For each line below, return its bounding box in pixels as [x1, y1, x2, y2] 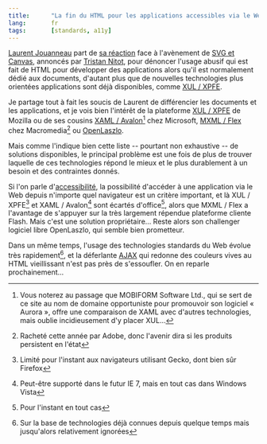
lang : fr [8, 19, 59, 27]
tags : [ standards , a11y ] [8, 26, 112, 34]
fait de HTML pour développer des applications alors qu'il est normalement [8, 65, 254, 75]
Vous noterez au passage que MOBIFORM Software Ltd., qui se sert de [19, 290, 253, 299]
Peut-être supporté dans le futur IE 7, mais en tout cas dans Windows [19, 379, 247, 388]
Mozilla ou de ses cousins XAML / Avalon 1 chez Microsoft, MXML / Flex [8, 115, 242, 126]
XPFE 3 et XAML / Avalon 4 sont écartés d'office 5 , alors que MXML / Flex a [8, 198, 249, 209]
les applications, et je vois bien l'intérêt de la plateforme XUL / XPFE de [8, 106, 241, 115]
